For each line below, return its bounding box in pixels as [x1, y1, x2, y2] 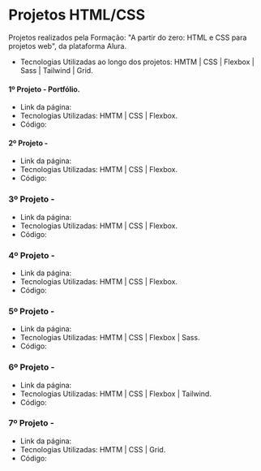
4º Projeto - [8, 249, 55, 261]
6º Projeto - [8, 361, 55, 373]
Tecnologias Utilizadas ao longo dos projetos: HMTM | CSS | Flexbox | [19, 57, 255, 67]
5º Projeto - [8, 305, 55, 317]
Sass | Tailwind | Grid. [19, 65, 93, 75]
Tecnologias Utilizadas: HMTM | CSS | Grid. [19, 444, 166, 454]
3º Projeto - [8, 193, 55, 205]
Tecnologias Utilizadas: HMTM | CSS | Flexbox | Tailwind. [19, 388, 212, 399]
